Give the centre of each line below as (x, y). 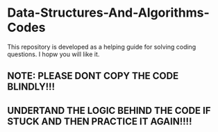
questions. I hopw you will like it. (53, 54)
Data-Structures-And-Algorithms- (108, 13)
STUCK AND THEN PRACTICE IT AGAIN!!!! (100, 121)
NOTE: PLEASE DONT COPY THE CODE (93, 76)
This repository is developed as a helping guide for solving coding (102, 47)
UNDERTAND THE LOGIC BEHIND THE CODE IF (109, 110)
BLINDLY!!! (31, 87)
